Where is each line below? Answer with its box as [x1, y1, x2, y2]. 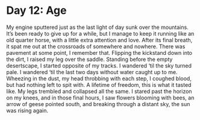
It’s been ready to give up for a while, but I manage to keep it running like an [6, 30, 195, 37]
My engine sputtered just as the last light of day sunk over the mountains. [6, 24, 189, 31]
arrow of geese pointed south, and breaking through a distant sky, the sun [6, 100, 190, 107]
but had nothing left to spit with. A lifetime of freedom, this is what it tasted [6, 81, 192, 88]
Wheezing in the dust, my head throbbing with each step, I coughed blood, [6, 75, 192, 82]
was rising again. [6, 107, 49, 114]
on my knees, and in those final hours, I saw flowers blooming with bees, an [6, 94, 195, 101]
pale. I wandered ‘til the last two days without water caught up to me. [6, 68, 178, 75]
